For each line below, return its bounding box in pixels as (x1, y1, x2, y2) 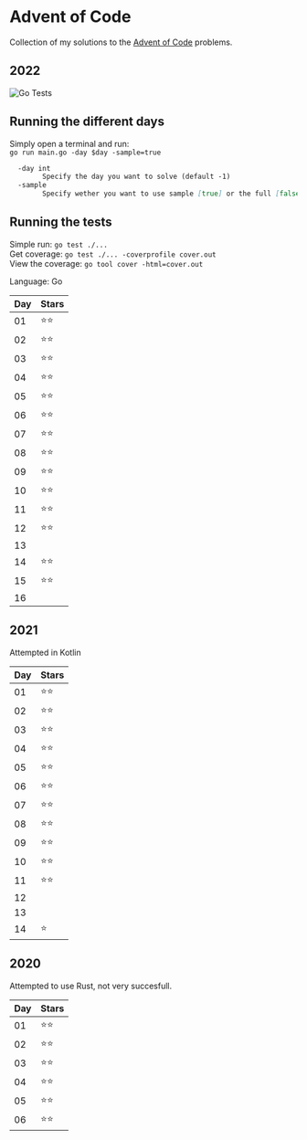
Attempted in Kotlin (9, 647, 82, 658)
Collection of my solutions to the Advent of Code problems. (9, 37, 233, 47)
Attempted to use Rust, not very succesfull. (9, 980, 173, 991)
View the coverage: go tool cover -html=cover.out (9, 258, 204, 269)
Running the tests (9, 215, 112, 230)
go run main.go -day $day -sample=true (9, 148, 162, 157)
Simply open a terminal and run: (9, 138, 130, 149)
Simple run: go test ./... (9, 238, 108, 249)
